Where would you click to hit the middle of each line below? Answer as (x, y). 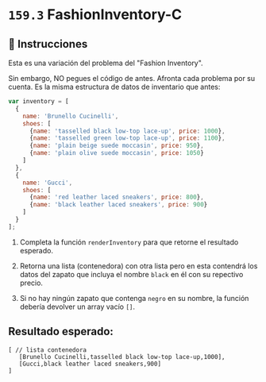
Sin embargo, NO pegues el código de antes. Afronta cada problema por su (132, 78)
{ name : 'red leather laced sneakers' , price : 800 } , (116, 197)
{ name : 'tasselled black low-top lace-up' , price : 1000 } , (127, 131)
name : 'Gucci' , (48, 183)
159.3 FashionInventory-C (95, 15)
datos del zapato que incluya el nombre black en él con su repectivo (131, 274)
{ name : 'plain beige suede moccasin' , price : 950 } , (116, 146)
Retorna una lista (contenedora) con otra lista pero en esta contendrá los (139, 266)
